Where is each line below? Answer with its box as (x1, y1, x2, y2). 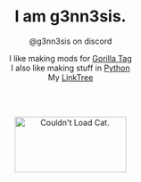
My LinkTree (47, 71, 94, 82)
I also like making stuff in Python (11, 62, 130, 73)
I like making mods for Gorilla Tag (9, 53, 132, 63)
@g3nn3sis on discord (29, 36, 112, 46)
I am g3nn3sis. (14, 6, 127, 27)
